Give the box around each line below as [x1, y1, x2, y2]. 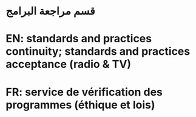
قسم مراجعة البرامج [5, 4, 95, 18]
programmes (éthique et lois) [5, 98, 155, 112]
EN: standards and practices [5, 32, 152, 46]
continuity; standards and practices [5, 45, 191, 58]
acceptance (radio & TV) [5, 57, 132, 71]
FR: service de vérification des [5, 85, 163, 99]
